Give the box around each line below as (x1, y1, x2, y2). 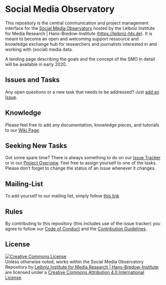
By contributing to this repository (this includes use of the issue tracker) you (5, 220, 161, 226)
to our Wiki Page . (5, 127, 41, 133)
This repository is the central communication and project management (5, 20, 149, 26)
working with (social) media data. (5, 46, 73, 52)
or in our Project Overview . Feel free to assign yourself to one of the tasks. (5, 160, 157, 166)
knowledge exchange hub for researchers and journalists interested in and (5, 41, 157, 47)
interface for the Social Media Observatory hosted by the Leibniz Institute (5, 25, 155, 31)
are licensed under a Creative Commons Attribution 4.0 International (5, 269, 145, 275)
